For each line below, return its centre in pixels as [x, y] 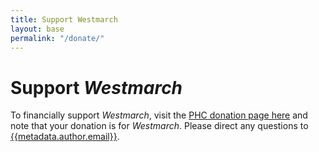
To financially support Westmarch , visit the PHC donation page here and [159, 115]
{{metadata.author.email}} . [65, 137]
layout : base [37, 29]
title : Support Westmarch [64, 19]
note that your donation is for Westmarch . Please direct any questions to [159, 126]
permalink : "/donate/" [57, 38]
